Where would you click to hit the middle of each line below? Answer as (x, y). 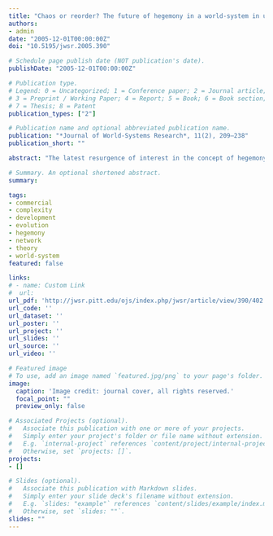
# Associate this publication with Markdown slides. (103, 489)
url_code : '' (30, 308)
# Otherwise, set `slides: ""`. (67, 511)
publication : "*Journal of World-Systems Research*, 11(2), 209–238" (129, 136)
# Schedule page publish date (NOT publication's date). (107, 61)
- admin (22, 31)
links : (19, 278)
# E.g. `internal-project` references (78, 444)
